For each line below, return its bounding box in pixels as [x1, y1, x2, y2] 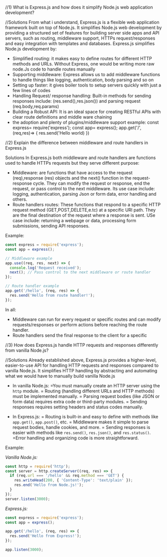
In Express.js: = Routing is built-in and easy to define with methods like [12, 413, 158, 419]
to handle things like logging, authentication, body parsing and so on [12, 77, 154, 83]
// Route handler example [5, 284, 59, 289]
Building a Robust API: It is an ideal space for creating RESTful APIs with [12, 109, 161, 115]
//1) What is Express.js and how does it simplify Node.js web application [5, 5, 153, 10]
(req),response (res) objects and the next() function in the [12, 175, 131, 181]
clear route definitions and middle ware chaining [12, 114, 112, 120]
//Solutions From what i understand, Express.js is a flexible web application [5, 20, 159, 25]
